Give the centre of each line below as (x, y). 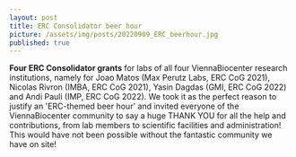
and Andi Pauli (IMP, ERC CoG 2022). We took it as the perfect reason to (143, 97)
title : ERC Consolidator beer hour (76, 26)
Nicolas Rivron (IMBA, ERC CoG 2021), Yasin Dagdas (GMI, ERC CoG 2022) (148, 87)
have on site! (33, 144)
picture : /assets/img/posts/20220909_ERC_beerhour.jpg (114, 34)
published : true (39, 43)
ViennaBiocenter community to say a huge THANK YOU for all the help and (148, 116)
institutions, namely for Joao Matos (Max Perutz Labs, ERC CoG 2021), (140, 78)
